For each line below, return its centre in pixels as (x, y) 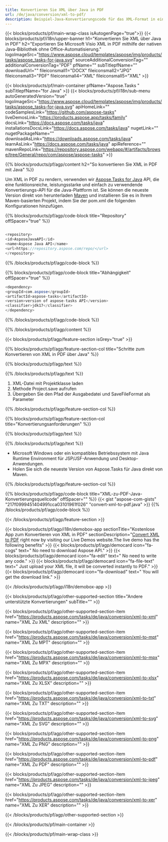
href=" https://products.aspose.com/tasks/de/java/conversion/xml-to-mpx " (82, 657)
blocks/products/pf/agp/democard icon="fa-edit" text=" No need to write (81, 556)
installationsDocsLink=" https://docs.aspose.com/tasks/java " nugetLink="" (82, 128)
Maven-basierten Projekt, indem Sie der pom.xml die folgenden (70, 201)
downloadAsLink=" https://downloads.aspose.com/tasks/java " (69, 139)
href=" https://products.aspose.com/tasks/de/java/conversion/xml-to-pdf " (81, 759)
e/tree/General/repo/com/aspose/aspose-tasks (54, 155)
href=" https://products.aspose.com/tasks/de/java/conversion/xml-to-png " (82, 739)
